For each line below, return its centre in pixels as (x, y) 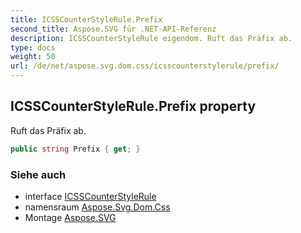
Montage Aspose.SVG (70, 217)
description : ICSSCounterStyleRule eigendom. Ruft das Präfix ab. (151, 38)
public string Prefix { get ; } (75, 149)
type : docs (33, 47)
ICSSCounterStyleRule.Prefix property (133, 106)
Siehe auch (38, 174)
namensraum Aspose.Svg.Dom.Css (97, 207)
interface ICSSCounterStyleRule (90, 196)
